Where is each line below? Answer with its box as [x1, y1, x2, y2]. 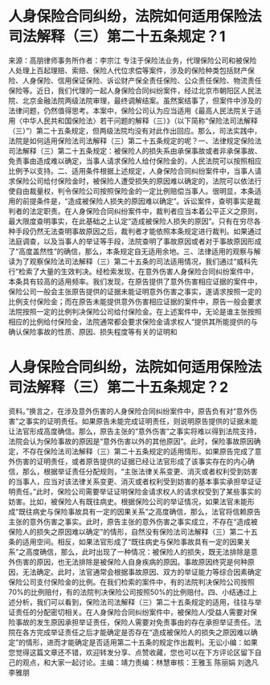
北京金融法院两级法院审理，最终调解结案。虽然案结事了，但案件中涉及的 [22, 96, 262, 105]
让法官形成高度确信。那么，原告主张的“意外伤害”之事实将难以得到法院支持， [8, 426, 261, 436]
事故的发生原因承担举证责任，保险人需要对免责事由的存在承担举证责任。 [14, 617, 255, 627]
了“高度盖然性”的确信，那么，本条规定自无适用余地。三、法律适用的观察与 [8, 246, 255, 256]
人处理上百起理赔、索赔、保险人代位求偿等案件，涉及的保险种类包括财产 [8, 65, 247, 75]
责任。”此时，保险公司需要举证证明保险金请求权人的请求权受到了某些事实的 [14, 486, 262, 496]
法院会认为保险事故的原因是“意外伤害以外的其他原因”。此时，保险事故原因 [8, 436, 255, 446]
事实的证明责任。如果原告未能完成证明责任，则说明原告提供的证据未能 [25, 416, 259, 426]
